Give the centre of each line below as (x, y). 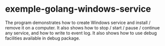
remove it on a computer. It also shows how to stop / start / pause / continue (82, 27)
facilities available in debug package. (43, 38)
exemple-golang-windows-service (78, 9)
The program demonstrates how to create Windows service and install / (78, 23)
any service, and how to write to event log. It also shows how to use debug (81, 33)
